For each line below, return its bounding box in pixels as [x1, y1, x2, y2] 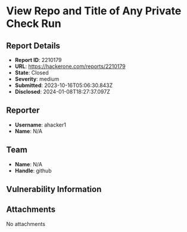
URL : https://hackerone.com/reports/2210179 [14, 63, 126, 70]
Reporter [6, 106, 40, 116]
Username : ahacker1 [14, 121, 67, 128]
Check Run [6, 17, 61, 30]
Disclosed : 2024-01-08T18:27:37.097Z [14, 88, 110, 95]
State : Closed [14, 69, 49, 76]
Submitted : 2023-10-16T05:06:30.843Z [14, 82, 113, 89]
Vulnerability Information [6, 184, 102, 194]
